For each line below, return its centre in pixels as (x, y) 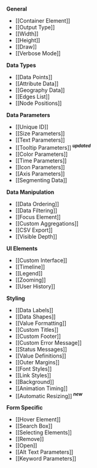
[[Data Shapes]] (35, 316)
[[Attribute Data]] (37, 83)
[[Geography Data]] (40, 90)
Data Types (21, 65)
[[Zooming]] (30, 280)
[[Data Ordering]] (37, 204)
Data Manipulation (30, 192)
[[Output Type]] (35, 27)
